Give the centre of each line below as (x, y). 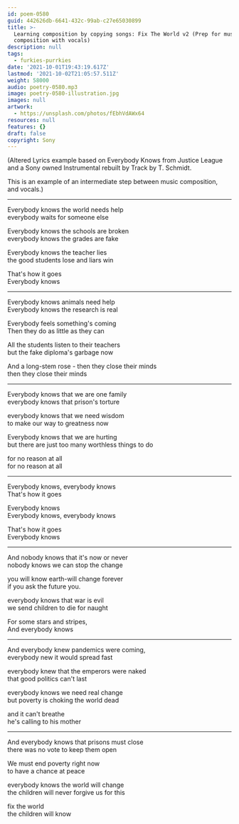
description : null (34, 47)
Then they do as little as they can (56, 331)
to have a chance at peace (46, 771)
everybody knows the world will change (66, 785)
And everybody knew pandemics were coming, (76, 650)
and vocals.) (26, 189)
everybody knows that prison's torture (63, 402)
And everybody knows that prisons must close (75, 742)
